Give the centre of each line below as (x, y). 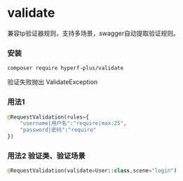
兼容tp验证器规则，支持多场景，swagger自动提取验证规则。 (94, 33)
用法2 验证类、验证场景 (46, 156)
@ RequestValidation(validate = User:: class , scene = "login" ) (92, 171)
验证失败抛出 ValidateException (53, 82)
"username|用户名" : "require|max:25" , (73, 123)
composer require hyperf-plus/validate (66, 68)
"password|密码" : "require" (58, 130)
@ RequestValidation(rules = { (48, 117)
